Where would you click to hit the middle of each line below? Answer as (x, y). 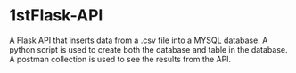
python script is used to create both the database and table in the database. (148, 49)
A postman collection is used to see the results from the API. (120, 59)
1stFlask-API (56, 16)
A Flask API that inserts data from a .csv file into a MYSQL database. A (139, 40)
